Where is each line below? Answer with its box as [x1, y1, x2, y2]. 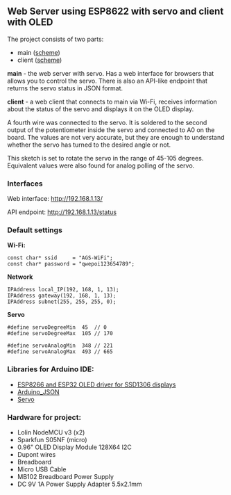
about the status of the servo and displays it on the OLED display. [7, 104, 194, 113]
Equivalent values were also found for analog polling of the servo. [7, 161, 195, 170]
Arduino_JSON [17, 387, 60, 396]
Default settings [7, 225, 62, 235]
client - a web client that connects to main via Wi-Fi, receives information [7, 97, 217, 106]
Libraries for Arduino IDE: [7, 364, 94, 374]
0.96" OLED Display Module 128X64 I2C [17, 443, 132, 451]
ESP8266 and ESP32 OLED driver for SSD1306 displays [17, 380, 176, 389]
